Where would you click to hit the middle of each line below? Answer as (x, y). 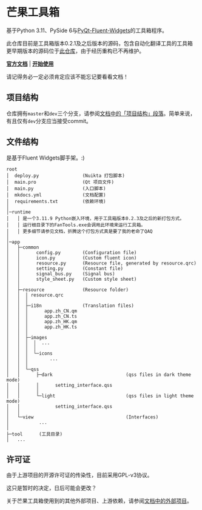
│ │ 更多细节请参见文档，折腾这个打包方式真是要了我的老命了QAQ (79, 231)
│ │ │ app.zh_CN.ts (42, 316)
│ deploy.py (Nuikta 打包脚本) (66, 176)
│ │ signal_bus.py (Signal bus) (61, 273)
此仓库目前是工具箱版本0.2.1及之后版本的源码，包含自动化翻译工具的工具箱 (99, 43)
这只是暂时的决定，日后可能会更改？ (52, 488)
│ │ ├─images (27, 337)
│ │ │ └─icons (29, 353)
